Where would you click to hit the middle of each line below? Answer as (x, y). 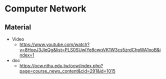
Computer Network (45, 9)
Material (18, 27)
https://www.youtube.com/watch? (54, 44)
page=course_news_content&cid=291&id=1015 (67, 71)
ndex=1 (27, 55)
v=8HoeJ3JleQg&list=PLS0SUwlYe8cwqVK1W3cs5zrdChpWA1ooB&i (90, 50)
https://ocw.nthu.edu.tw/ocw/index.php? (61, 66)
